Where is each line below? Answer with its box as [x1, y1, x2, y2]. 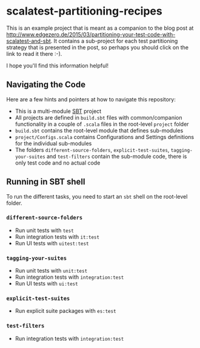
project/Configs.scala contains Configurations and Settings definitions [15, 133, 195, 140]
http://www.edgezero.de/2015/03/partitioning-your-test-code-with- [6, 30, 176, 38]
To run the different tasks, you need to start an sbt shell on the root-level [6, 193, 188, 200]
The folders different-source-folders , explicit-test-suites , [15, 146, 170, 153]
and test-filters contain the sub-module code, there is [46, 152, 187, 160]
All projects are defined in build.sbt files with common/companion [15, 114, 183, 121]
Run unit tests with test [15, 227, 74, 234]
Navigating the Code [6, 80, 86, 90]
